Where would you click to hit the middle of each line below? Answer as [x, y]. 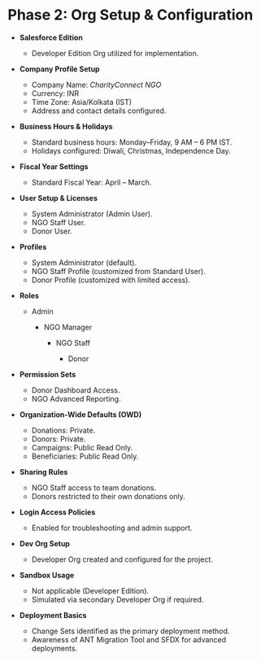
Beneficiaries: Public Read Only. [85, 456]
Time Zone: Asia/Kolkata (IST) [81, 102]
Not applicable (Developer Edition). [90, 590]
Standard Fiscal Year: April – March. [91, 182]
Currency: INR [55, 93]
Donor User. [52, 231]
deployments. [54, 648]
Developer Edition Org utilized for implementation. [115, 53]
